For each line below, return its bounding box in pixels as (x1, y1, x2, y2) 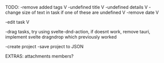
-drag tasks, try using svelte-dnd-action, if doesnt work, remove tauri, (5, 29, 150, 34)
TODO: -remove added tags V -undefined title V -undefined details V (5, 4, 148, 10)
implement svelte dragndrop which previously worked (5, 34, 117, 40)
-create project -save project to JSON (5, 44, 84, 49)
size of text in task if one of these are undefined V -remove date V (22, 9, 159, 15)
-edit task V (5, 19, 30, 25)
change (5, 9, 21, 15)
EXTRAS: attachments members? (5, 53, 74, 59)
